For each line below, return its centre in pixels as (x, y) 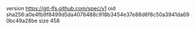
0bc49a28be (22, 21)
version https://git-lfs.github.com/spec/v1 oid (61, 8)
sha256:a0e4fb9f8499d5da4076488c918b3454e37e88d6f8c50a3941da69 (98, 14)
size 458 (49, 21)
